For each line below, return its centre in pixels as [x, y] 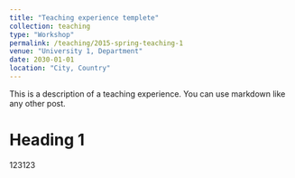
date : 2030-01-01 [42, 60]
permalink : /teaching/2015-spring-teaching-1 [96, 43]
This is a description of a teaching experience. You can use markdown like [147, 94]
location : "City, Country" [60, 69]
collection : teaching [50, 26]
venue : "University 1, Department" [76, 52]
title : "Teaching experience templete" [84, 18]
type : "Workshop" [42, 34]
